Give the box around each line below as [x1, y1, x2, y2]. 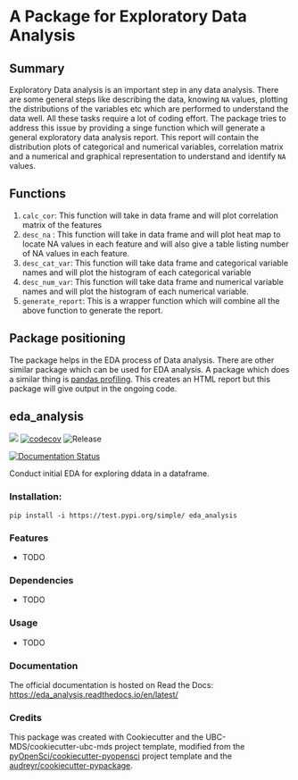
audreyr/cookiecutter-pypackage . [9, 760, 134, 771]
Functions [9, 186, 67, 202]
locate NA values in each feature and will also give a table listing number [21, 239, 289, 249]
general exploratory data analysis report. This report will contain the [9, 132, 259, 142]
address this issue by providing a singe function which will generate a [9, 122, 266, 133]
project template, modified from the [114, 742, 245, 752]
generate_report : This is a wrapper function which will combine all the [21, 295, 280, 306]
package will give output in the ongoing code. [9, 382, 178, 394]
